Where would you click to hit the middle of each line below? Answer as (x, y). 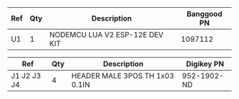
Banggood (205, 14)
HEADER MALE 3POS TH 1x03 (123, 76)
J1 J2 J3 (26, 76)
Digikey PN (205, 64)
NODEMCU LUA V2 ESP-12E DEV (106, 35)
